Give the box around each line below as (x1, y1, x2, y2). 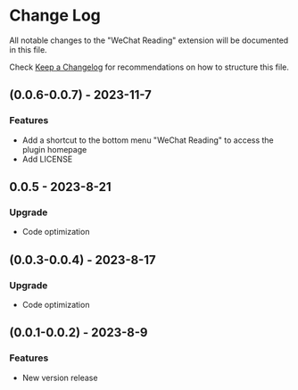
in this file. (9, 44, 47, 54)
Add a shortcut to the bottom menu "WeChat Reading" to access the (21, 135, 274, 145)
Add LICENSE (21, 154, 73, 164)
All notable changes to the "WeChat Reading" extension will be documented (9, 35, 289, 46)
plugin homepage (21, 144, 87, 154)
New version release (21, 372, 98, 383)
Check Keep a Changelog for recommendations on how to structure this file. (9, 62, 290, 72)
